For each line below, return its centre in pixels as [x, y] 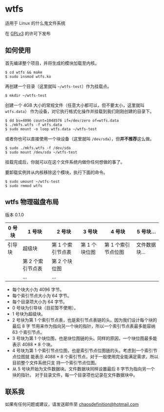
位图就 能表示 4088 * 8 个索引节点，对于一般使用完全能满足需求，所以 [87, 356]
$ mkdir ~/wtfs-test [26, 95]
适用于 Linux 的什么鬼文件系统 [35, 23]
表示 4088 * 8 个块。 [33, 344]
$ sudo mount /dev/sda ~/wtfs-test [41, 152]
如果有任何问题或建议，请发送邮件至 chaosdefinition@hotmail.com [72, 404]
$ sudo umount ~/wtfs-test [32, 182]
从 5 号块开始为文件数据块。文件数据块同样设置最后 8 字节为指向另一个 [83, 369]
